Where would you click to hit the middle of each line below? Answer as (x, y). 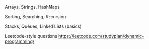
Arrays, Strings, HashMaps (33, 7)
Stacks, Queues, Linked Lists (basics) (43, 26)
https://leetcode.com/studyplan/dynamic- (101, 36)
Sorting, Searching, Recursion (36, 17)
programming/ (20, 41)
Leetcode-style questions (31, 36)
